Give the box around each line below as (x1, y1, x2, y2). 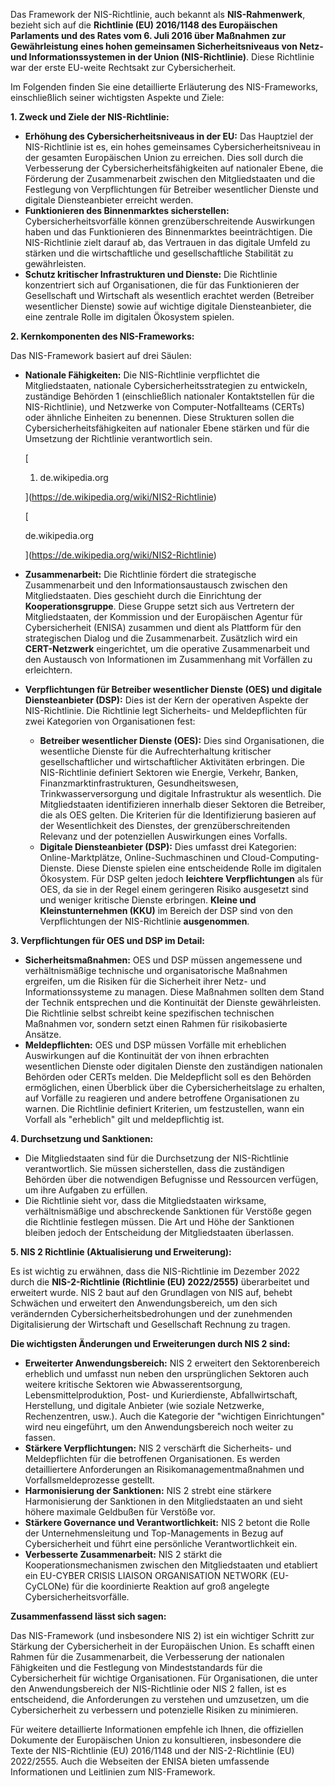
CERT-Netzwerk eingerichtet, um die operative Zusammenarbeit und (24, 643, 310, 654)
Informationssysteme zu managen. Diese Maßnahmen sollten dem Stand (24, 986, 325, 998)
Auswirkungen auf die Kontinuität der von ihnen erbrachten (24, 1050, 270, 1061)
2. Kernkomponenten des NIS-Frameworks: (10, 330, 195, 342)
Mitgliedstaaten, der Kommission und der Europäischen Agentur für (24, 611, 303, 623)
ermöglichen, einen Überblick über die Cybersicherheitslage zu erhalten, (24, 1082, 325, 1093)
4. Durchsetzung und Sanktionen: (10, 1133, 154, 1144)
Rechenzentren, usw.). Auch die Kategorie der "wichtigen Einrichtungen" (24, 1410, 325, 1422)
